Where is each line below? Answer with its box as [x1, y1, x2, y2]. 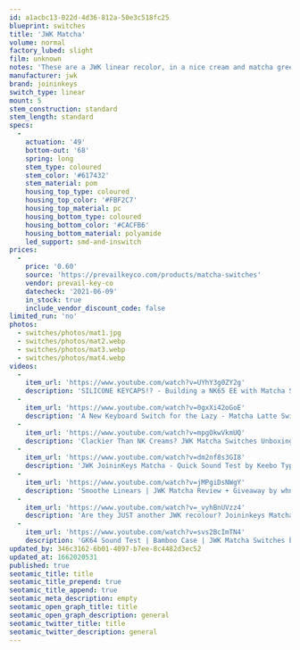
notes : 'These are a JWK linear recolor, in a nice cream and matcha [9, 63, 274, 72]
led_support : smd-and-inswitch [25, 237, 142, 246]
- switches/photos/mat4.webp [17, 354, 126, 362]
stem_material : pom [25, 179, 98, 188]
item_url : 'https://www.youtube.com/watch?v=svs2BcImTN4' [25, 528, 246, 537]
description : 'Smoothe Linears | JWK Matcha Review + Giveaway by [25, 486, 278, 496]
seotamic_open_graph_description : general [9, 611, 170, 620]
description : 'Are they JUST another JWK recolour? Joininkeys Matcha [25, 511, 294, 521]
